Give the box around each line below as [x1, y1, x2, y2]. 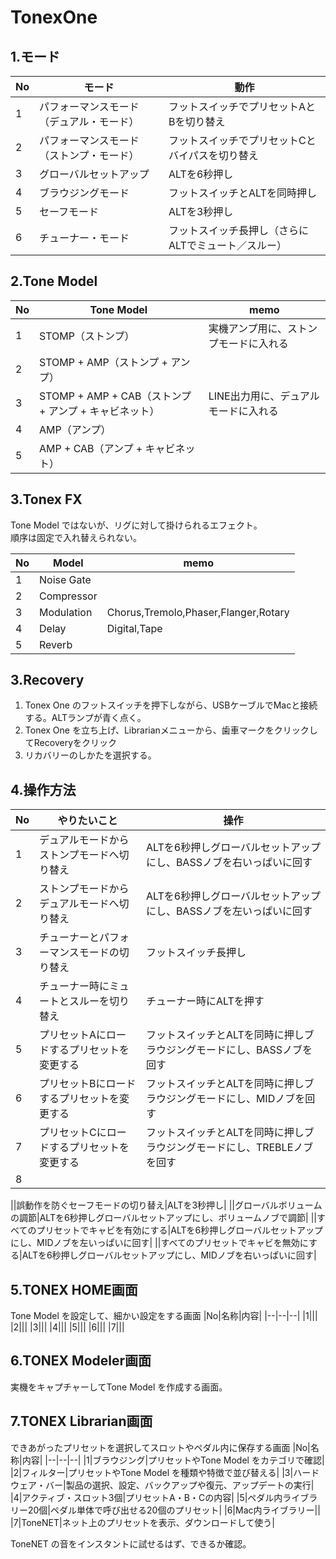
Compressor [39, 589, 98, 603]
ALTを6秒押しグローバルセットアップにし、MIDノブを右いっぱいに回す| [21, 1249, 317, 1261]
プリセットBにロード [39, 1077, 137, 1091]
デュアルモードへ [39, 897, 120, 911]
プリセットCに [39, 1126, 107, 1140]
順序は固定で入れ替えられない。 [10, 531, 142, 543]
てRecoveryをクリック [24, 737, 117, 749]
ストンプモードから [39, 882, 130, 896]
